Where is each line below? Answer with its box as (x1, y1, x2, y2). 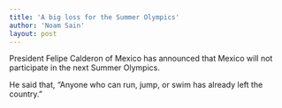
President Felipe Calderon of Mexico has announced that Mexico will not (9, 54, 273, 64)
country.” (9, 89, 42, 99)
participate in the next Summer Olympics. (9, 62, 161, 73)
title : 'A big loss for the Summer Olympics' (9, 12, 179, 22)
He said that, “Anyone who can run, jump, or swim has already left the (9, 80, 263, 90)
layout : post (9, 29, 57, 38)
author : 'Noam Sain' (9, 21, 86, 30)
